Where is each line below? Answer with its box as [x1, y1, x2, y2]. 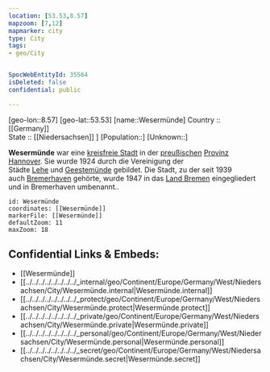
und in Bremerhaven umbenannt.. [8, 182, 119, 192]
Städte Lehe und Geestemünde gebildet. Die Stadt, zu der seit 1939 [8, 164, 232, 174]
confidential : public [8, 85, 81, 93]
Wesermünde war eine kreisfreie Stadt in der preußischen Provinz [8, 147, 230, 157]
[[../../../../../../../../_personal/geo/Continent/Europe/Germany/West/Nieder [19, 329, 262, 338]
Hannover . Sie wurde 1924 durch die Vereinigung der [8, 156, 184, 166]
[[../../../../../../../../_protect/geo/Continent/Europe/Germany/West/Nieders [19, 295, 260, 304]
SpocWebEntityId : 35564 [8, 71, 89, 79]
